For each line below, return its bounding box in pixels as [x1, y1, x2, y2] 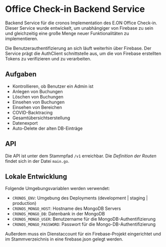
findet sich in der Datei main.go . [5, 158, 69, 164]
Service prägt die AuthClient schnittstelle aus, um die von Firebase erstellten [5, 50, 162, 56]
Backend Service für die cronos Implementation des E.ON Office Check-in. [5, 20, 158, 26]
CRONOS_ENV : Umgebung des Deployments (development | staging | [12, 195, 148, 201]
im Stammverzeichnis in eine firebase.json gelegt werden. [5, 236, 123, 242]
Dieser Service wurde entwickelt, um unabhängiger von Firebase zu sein [5, 25, 154, 31]
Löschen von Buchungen [12, 94, 63, 99]
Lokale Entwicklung [5, 172, 67, 181]
